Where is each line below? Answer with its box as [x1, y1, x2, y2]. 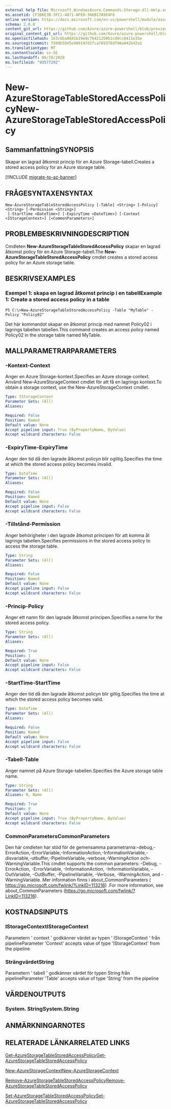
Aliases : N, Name [5, 792, 42, 798]
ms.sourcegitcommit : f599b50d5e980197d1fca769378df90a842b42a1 [5, 41, 142, 46]
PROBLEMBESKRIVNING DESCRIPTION [5, 230, 129, 238]
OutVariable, [5, 871, 32, 878]
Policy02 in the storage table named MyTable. [5, 332, 102, 338]
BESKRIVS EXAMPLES [5, 274, 76, 283]
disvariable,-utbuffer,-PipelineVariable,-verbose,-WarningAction [5, 855, 139, 861]
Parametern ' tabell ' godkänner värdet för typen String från [5, 970, 130, 976]
